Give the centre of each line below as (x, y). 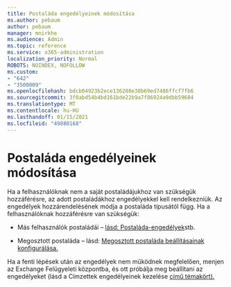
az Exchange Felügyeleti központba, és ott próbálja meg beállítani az (105, 269)
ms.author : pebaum (34, 20)
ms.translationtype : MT (42, 104)
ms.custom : (23, 72)
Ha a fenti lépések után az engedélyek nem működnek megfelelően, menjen (115, 262)
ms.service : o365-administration (55, 53)
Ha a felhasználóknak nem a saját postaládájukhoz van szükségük (102, 192)
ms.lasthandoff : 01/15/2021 (48, 117)
